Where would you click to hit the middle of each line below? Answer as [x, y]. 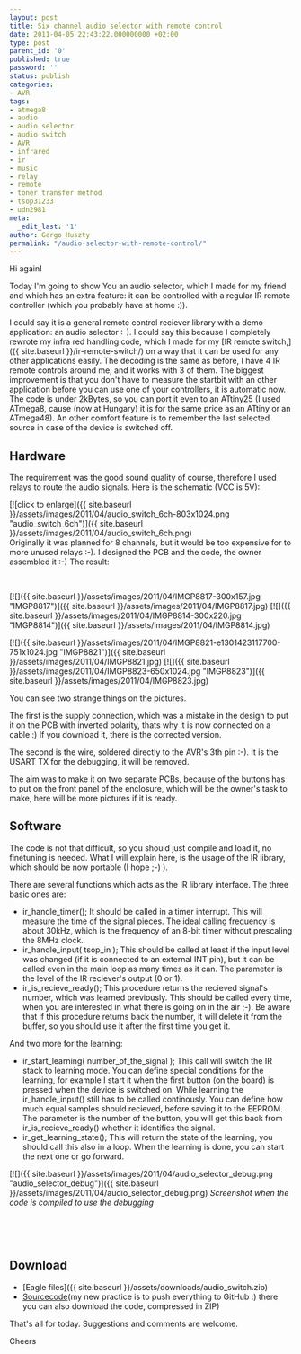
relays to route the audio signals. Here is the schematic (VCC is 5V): [135, 487]
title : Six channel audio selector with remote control [116, 26]
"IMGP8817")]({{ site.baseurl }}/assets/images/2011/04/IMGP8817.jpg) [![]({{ [150, 606]
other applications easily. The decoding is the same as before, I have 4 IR [145, 361]
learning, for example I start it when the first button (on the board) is [148, 1080]
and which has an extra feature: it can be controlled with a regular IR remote [150, 296]
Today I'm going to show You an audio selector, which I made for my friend [148, 286]
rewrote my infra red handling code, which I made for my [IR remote [135, 341]
